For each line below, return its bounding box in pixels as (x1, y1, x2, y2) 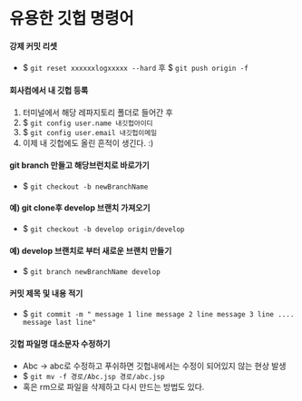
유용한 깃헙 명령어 (9, 8, 134, 29)
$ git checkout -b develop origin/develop (22, 223, 185, 234)
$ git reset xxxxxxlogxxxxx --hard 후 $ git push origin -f (22, 63, 249, 73)
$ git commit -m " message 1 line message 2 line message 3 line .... (22, 308, 295, 319)
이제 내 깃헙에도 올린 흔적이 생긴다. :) (22, 137, 154, 148)
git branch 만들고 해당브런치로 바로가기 (9, 160, 150, 171)
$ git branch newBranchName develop (22, 266, 161, 277)
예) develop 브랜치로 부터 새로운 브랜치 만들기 (9, 245, 172, 256)
